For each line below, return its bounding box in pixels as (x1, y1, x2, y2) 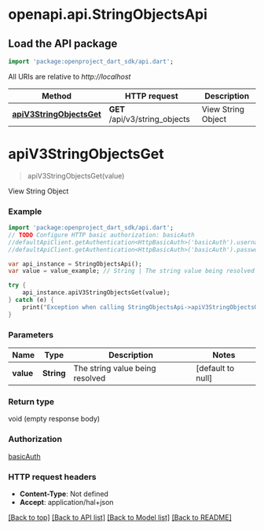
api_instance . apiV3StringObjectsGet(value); (22, 289, 170, 296)
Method (42, 90, 72, 101)
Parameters (8, 329, 53, 340)
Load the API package (8, 37, 118, 50)
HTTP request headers (8, 471, 97, 482)
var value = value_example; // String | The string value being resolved (8, 267, 255, 275)
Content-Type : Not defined (19, 489, 108, 499)
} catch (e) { (8, 296, 55, 304)
